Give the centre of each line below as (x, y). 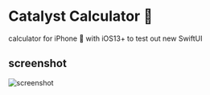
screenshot (37, 63)
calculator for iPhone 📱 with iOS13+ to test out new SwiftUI (105, 38)
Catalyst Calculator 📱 (80, 16)
